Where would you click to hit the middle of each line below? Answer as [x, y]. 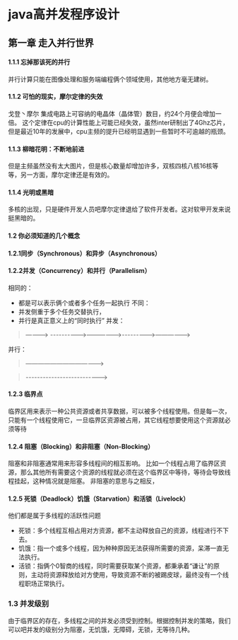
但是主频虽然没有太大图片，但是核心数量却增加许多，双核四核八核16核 [110, 166]
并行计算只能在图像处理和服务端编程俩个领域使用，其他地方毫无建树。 [110, 79]
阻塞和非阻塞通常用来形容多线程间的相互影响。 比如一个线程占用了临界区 [114, 463]
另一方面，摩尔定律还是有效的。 [67, 175]
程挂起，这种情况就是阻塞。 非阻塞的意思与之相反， [83, 481]
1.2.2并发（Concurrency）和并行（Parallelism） [79, 271]
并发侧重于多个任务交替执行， [61, 311]
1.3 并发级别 [29, 604]
